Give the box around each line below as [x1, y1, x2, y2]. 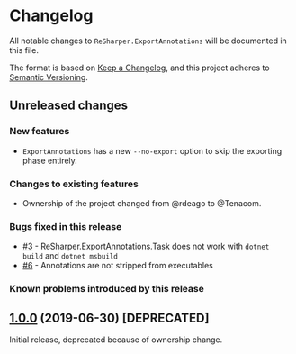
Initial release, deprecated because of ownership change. [9, 334, 223, 345]
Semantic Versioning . [9, 71, 88, 82]
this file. [9, 44, 39, 55]
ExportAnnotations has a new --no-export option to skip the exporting [22, 145, 282, 156]
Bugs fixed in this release [9, 220, 122, 232]
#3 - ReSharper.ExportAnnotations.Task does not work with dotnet [22, 241, 270, 252]
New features [9, 125, 70, 138]
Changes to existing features [9, 177, 139, 190]
